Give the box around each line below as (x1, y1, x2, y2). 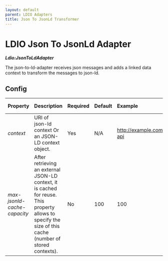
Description (34, 102, 63, 109)
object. (34, 146, 50, 153)
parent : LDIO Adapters (5, 12, 52, 17)
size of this (34, 223, 60, 230)
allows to (34, 210, 55, 217)
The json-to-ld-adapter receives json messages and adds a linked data (5, 65, 151, 71)
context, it (34, 179, 57, 186)
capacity (7, 210, 29, 217)
